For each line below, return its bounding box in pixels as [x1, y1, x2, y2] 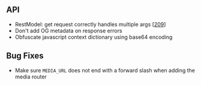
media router [14, 73, 47, 80]
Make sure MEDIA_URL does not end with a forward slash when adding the [14, 66, 195, 74]
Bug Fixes [6, 51, 44, 61]
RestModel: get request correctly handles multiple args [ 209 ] [14, 20, 166, 28]
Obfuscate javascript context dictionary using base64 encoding [14, 33, 173, 41]
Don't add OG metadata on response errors [14, 27, 122, 34]
